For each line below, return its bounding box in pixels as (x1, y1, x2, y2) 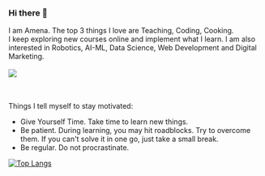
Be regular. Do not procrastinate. (19, 143, 130, 152)
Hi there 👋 (8, 7, 49, 19)
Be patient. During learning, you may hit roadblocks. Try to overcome (19, 126, 251, 135)
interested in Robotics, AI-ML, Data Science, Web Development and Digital (8, 43, 257, 53)
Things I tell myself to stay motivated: (8, 101, 134, 111)
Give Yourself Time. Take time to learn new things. (19, 117, 189, 127)
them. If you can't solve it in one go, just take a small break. (19, 134, 219, 144)
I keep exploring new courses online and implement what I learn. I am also (8, 34, 256, 44)
